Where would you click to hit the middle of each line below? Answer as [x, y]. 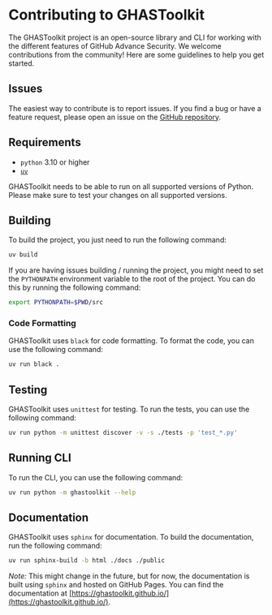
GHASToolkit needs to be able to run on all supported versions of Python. [131, 186]
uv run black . [34, 364]
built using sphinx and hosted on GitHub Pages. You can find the [116, 585]
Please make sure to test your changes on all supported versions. [118, 195]
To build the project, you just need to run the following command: [118, 240]
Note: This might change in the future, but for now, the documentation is [129, 576]
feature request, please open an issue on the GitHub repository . [115, 117]
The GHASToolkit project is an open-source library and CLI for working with [135, 37]
